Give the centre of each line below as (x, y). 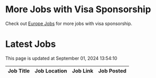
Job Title (19, 71)
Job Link (83, 71)
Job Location (51, 71)
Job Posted (112, 71)
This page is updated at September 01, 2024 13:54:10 (61, 58)
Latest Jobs (31, 44)
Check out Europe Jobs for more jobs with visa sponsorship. (69, 23)
